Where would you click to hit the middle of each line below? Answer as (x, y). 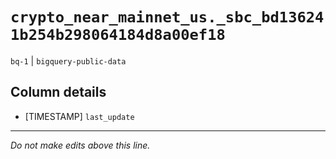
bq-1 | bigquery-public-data (68, 60)
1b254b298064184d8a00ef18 (118, 35)
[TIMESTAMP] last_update (79, 116)
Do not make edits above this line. (80, 145)
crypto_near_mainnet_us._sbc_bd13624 (167, 17)
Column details (58, 92)
